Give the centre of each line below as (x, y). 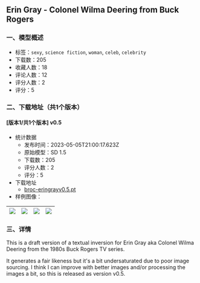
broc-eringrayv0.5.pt (50, 189)
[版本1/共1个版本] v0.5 (34, 123)
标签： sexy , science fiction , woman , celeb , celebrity (80, 52)
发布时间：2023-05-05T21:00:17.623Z (72, 145)
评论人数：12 (31, 74)
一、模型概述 (25, 37)
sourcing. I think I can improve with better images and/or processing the (96, 267)
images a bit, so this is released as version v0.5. (66, 274)
